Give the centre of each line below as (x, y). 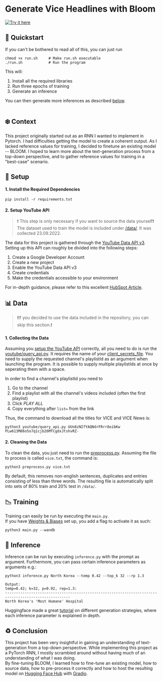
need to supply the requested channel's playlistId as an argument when (76, 359)
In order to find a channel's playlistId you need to (54, 379)
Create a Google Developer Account (48, 257)
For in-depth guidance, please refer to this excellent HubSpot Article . (74, 287)
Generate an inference (34, 91)
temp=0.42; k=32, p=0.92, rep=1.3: (41, 589)
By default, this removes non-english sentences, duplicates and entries (76, 476)
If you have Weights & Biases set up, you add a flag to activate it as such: (78, 521)
